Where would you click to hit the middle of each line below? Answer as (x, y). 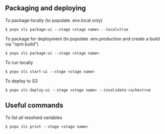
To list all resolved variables (34, 117)
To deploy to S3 (21, 81)
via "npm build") (22, 44)
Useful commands (34, 105)
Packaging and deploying (45, 8)
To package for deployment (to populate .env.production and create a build (82, 38)
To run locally (19, 62)
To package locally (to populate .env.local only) (54, 20)
